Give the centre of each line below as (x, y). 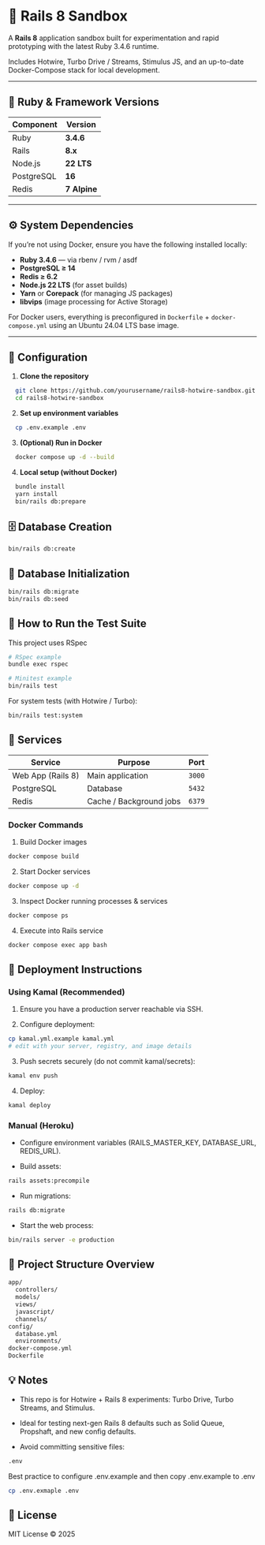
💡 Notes (28, 1381)
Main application (117, 775)
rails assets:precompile (49, 1181)
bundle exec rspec (38, 664)
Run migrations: (45, 1196)
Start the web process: (57, 1225)
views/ (26, 1304)
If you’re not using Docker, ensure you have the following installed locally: (128, 244)
